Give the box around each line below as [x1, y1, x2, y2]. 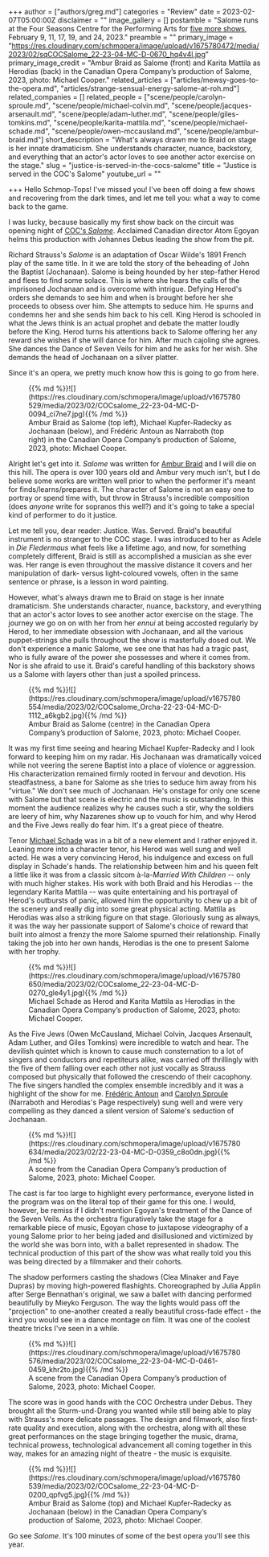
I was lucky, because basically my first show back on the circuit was [8, 217, 234, 227]
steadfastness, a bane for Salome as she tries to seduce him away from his [8, 777, 257, 787]
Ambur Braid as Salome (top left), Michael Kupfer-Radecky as [28, 418, 232, 427]
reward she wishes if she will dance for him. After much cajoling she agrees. [8, 335, 261, 345]
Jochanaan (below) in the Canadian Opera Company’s [28, 1507, 207, 1516]
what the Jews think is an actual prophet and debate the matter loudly [8, 318, 240, 328]
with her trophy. [8, 947, 61, 956]
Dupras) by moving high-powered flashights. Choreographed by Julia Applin [8, 1281, 261, 1290]
